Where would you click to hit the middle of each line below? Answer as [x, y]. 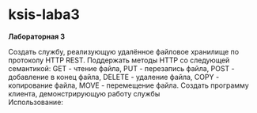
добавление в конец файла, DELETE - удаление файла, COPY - [114, 77]
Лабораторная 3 [37, 36]
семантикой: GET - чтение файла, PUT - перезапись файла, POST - [121, 68]
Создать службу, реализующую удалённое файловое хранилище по [124, 51]
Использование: [36, 102]
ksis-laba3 [44, 15]
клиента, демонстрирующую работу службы [84, 93]
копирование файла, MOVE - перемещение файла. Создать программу [128, 85]
